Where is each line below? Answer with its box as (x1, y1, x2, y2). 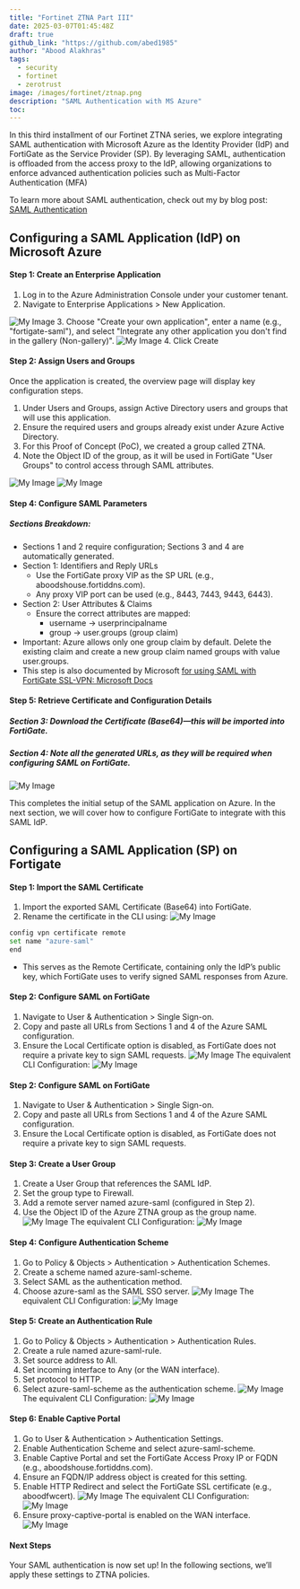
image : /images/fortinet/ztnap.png (9, 88, 142, 97)
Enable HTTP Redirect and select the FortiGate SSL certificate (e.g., (21, 1480, 272, 1491)
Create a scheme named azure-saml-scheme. (21, 1267, 193, 1277)
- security (17, 64, 58, 73)
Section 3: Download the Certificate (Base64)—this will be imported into (9, 715, 285, 726)
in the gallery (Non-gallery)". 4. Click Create (9, 335, 219, 346)
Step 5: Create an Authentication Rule (9, 1316, 153, 1327)
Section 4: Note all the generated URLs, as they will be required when (9, 748, 273, 759)
